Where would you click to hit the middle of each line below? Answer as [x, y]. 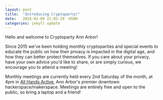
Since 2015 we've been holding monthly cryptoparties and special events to [82, 46]
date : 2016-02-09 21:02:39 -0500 [41, 19]
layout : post [18, 10]
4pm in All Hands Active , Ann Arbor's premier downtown [62, 82]
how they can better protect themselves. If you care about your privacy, [78, 57]
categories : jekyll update [33, 23]
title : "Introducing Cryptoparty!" [42, 14]
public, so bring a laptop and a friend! [43, 92]
